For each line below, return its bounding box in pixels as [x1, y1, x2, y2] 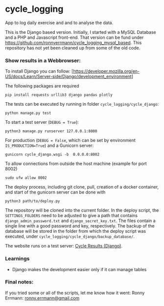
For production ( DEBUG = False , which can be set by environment [5, 138, 136, 143]
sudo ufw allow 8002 [5, 175, 47, 180]
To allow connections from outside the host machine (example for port [5, 161, 147, 167]
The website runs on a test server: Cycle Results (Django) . [5, 243, 122, 249]
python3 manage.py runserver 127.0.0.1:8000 [5, 129, 97, 134]
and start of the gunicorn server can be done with [5, 189, 106, 195]
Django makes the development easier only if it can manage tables [12, 266, 147, 272]
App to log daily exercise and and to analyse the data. [5, 20, 114, 26]
